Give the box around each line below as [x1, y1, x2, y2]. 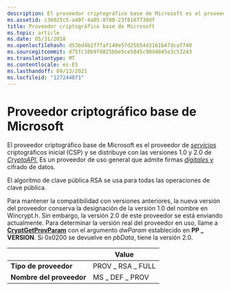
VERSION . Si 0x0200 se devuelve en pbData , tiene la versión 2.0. [7, 233, 193, 241]
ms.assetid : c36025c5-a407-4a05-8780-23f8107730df [7, 17, 155, 23]
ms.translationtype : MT [7, 55, 76, 62]
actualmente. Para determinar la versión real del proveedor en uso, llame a [7, 219, 219, 227]
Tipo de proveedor [10, 261, 73, 271]
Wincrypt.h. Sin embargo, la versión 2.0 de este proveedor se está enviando [7, 211, 223, 220]
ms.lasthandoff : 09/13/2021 [7, 67, 88, 74]
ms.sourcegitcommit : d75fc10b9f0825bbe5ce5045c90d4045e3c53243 [7, 49, 192, 56]
